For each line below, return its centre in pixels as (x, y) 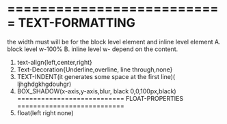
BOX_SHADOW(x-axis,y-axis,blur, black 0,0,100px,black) (96, 91)
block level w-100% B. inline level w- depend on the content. (93, 49)
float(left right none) (45, 112)
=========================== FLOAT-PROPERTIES (100, 98)
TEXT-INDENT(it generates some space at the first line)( (96, 76)
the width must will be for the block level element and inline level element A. (114, 42)
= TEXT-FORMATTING (71, 23)
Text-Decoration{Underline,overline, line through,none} (95, 69)
